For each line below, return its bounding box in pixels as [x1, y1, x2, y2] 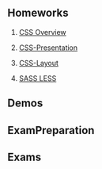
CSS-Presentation [18, 43, 78, 52]
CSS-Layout [18, 58, 59, 67]
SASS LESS [18, 73, 57, 83]
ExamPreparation [7, 123, 95, 137]
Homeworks [7, 6, 69, 20]
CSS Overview [18, 27, 66, 36]
